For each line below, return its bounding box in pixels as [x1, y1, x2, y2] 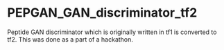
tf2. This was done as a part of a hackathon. [7, 35, 134, 43]
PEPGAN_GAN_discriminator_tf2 [7, 5, 198, 21]
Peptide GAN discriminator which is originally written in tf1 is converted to [7, 28, 217, 36]
